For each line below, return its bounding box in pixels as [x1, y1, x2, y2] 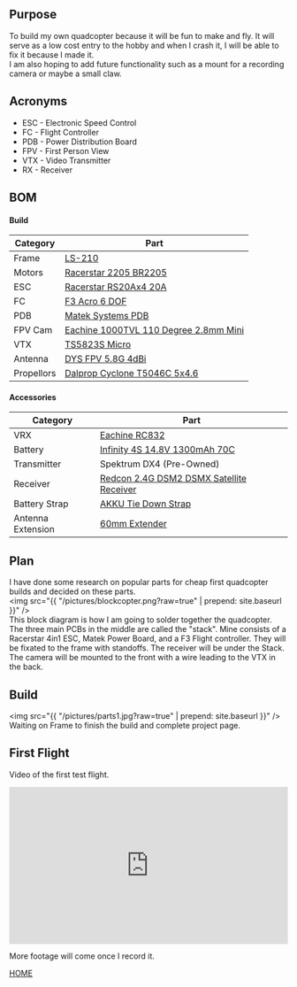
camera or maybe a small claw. [9, 68, 122, 79]
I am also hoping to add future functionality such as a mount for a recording [9, 58, 285, 69]
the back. [9, 661, 44, 672]
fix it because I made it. [9, 49, 95, 60]
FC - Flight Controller [21, 127, 100, 137]
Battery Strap [13, 497, 69, 510]
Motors [13, 266, 44, 279]
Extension [13, 523, 55, 536]
